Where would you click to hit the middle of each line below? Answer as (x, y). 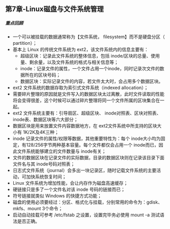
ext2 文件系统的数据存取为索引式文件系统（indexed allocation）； (80, 88)
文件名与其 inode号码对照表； (44, 164)
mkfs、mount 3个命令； (38, 209)
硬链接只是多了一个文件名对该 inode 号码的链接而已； (69, 189)
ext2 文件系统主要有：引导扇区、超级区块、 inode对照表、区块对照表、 (87, 113)
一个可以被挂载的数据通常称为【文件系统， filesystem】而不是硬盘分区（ (89, 37)
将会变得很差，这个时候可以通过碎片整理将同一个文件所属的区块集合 (84, 100)
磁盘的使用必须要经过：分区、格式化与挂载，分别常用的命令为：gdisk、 (88, 202)
